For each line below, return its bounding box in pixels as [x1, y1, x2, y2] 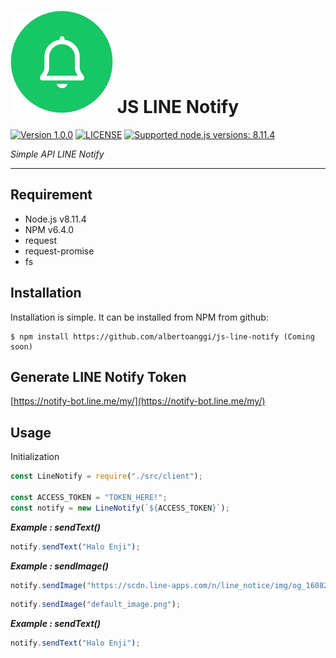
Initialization [10, 451, 60, 463]
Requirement [10, 186, 93, 204]
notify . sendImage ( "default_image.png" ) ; [10, 600, 182, 610]
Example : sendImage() [10, 560, 109, 572]
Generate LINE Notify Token [10, 368, 187, 385]
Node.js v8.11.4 [24, 213, 87, 225]
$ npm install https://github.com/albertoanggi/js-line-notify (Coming [10, 331, 315, 342]
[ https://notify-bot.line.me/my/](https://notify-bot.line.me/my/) [10, 395, 266, 407]
